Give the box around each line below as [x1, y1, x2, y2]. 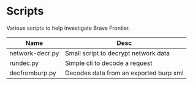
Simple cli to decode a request [65, 59, 153, 67]
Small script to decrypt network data [65, 49, 170, 57]
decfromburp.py [9, 69, 56, 77]
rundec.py [9, 59, 39, 67]
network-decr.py [9, 49, 59, 57]
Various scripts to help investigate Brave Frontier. [6, 24, 131, 32]
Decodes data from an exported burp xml [65, 69, 184, 77]
